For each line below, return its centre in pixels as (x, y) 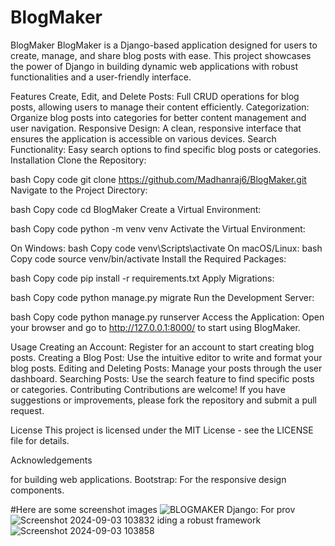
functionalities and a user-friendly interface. (101, 77)
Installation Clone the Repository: (78, 160)
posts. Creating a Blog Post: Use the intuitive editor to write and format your (166, 357)
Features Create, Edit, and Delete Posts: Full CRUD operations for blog (155, 96)
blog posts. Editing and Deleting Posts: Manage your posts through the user (166, 368)
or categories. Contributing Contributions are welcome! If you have (148, 389)
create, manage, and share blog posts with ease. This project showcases (161, 55)
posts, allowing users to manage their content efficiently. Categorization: (160, 107)
